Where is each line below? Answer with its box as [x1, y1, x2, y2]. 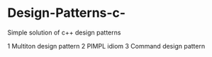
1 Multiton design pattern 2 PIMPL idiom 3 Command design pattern [7, 42, 206, 50]
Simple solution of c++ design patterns [7, 28, 121, 37]
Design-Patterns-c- [7, 5, 126, 21]
